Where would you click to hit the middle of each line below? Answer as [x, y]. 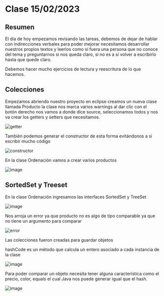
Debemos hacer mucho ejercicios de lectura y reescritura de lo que [73, 69]
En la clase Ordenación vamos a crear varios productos [61, 160]
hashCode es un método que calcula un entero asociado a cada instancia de [82, 249]
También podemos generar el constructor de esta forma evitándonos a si [79, 136]
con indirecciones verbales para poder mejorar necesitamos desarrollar [77, 44]
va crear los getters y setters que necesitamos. [53, 117]
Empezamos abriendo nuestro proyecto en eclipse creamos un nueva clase [81, 101]
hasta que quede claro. [28, 59]
